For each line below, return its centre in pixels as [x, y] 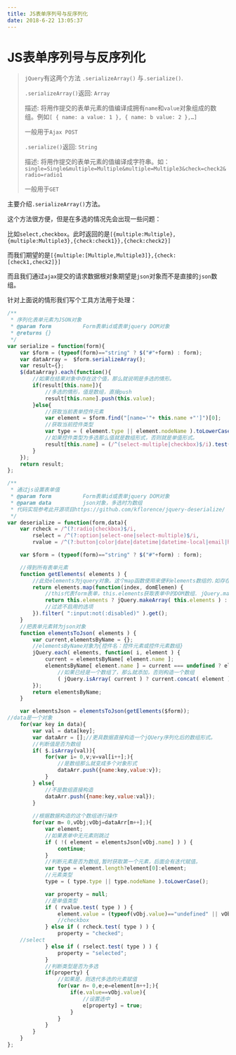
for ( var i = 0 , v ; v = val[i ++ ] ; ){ [89, 757]
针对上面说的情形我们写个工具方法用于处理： [72, 300]
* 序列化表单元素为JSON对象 [46, 320]
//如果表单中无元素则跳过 [77, 835]
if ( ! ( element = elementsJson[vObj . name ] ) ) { [119, 842]
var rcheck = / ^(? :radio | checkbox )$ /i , [78, 529]
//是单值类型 [61, 901]
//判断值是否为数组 [57, 744]
